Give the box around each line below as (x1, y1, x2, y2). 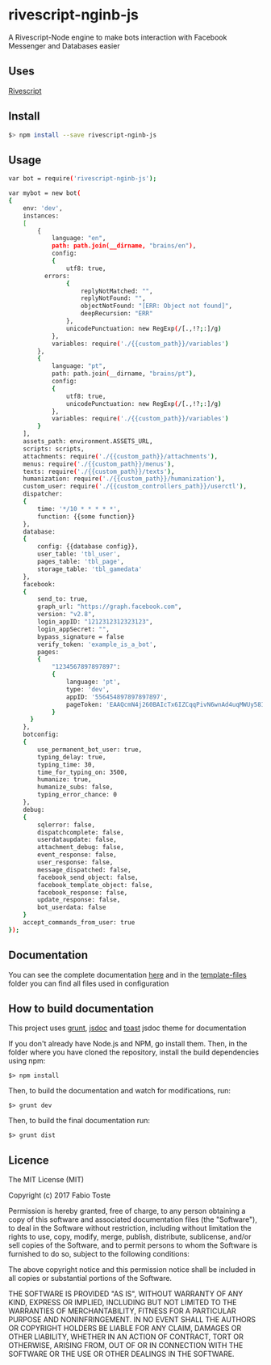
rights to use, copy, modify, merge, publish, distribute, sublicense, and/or (8, 1232, 252, 1242)
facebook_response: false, (37, 888, 128, 897)
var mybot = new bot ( (8, 189, 81, 197)
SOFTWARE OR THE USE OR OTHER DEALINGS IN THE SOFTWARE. (8, 1349, 235, 1359)
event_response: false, (37, 851, 117, 859)
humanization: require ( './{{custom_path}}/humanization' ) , (23, 475, 226, 483)
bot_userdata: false (37, 903, 106, 911)
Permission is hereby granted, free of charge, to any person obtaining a (8, 1207, 246, 1216)
